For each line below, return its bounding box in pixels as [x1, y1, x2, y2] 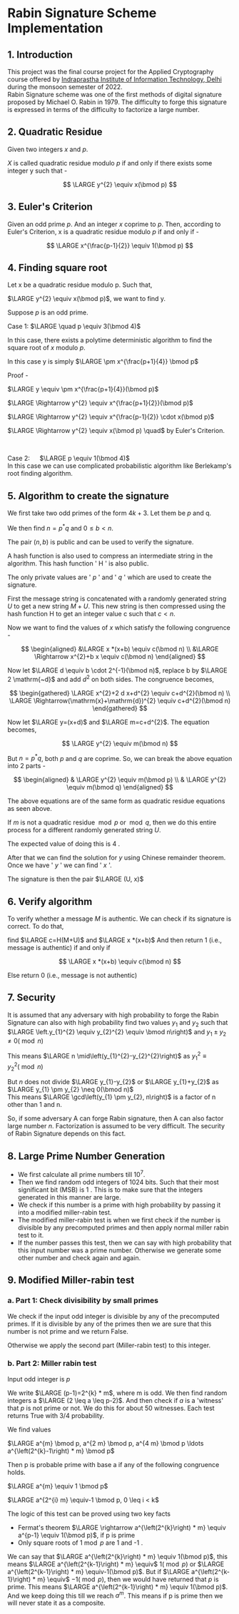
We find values [7, 1425, 51, 1434]
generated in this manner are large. [17, 1192, 121, 1201]
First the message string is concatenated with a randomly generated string [7, 594, 227, 603]
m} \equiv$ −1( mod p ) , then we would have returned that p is [36, 1575, 219, 1583]
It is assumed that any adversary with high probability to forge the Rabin [7, 1011, 219, 1019]
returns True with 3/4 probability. [7, 1411, 105, 1420]
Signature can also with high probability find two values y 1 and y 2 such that [7, 1018, 228, 1028]
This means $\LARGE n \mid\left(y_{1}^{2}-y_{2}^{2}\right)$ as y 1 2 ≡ [7, 1051, 207, 1062]
